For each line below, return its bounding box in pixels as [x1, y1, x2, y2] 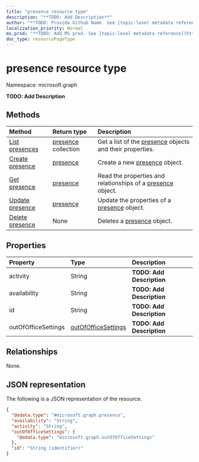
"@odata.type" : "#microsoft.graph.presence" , [11, 412, 126, 418]
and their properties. [97, 145, 155, 153]
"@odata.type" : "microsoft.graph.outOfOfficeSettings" [17, 434, 155, 440]
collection [52, 145, 80, 153]
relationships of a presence [97, 179, 174, 187]
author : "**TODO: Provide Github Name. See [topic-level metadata [6, 20, 174, 25]
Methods [6, 110, 40, 120]
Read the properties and [97, 171, 165, 179]
